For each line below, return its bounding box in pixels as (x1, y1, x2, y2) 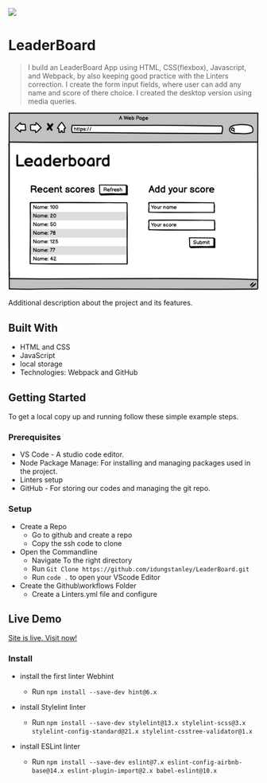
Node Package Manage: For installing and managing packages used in (19, 458, 251, 468)
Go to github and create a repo (31, 530, 133, 540)
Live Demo (8, 612, 62, 625)
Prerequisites (8, 431, 61, 442)
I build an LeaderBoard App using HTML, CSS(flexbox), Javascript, (27, 62, 247, 72)
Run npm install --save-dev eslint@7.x (31, 757, 164, 766)
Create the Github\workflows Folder (19, 581, 137, 590)
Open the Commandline (19, 547, 98, 556)
